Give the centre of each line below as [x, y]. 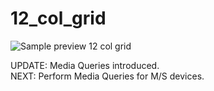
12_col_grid [58, 18]
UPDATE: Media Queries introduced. [85, 65]
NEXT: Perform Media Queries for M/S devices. [107, 76]
